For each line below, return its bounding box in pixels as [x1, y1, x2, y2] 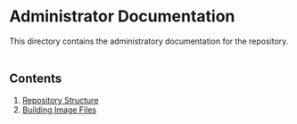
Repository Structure [21, 95, 99, 105]
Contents [9, 71, 62, 87]
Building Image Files [21, 104, 96, 115]
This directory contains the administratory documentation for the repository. [9, 36, 289, 46]
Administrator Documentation [9, 6, 235, 27]
